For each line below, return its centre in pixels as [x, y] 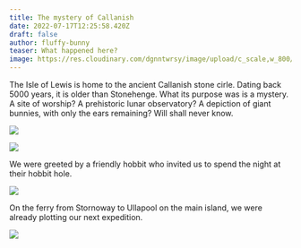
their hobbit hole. [41, 174]
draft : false [34, 34]
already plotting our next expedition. [76, 217]
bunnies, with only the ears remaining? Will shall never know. [121, 113]
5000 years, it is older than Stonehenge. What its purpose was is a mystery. [149, 94]
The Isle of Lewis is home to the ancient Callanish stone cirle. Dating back [146, 85]
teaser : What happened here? [64, 51]
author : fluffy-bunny [50, 43]
